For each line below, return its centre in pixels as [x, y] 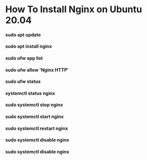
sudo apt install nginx [29, 47]
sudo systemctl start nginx [35, 117]
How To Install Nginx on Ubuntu [74, 9]
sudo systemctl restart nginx [37, 128]
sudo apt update [23, 35]
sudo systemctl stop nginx [34, 105]
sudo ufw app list [24, 58]
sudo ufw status [23, 82]
